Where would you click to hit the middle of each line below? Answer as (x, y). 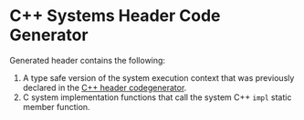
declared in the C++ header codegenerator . (105, 87)
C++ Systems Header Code (115, 16)
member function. (56, 106)
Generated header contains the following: (88, 60)
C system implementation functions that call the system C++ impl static (157, 97)
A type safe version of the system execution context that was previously (158, 77)
